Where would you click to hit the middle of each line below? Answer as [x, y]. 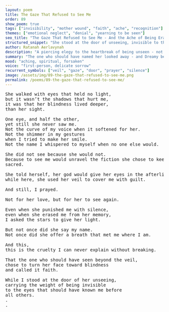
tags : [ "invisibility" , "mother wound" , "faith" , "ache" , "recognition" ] [84, 29]
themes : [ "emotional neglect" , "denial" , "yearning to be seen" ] [75, 33]
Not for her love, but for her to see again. [62, 199]
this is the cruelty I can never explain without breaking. [81, 250]
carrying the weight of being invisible [56, 285]
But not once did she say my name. [49, 230]
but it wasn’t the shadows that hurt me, [57, 99]
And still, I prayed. [32, 189]
